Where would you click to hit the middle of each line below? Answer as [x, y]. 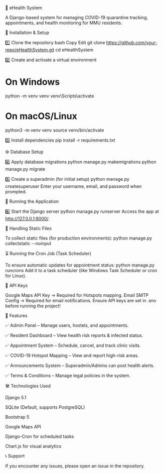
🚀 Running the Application [32, 201]
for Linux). [16, 276]
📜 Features [16, 315]
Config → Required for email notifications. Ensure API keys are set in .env [81, 300]
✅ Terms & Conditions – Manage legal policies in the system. [68, 375]
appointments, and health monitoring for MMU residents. [64, 23]
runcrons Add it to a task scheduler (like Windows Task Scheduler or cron [81, 270]
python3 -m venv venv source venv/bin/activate [55, 130]
